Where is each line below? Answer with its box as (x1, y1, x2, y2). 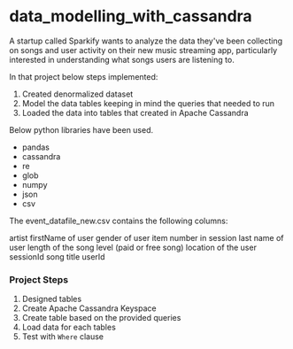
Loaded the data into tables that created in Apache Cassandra (21, 107, 250, 118)
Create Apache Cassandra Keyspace (21, 303, 157, 314)
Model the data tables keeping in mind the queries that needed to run (21, 97, 275, 108)
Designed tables (21, 294, 82, 305)
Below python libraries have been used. (9, 124, 154, 135)
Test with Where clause (21, 331, 104, 342)
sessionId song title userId (9, 251, 105, 262)
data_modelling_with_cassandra (9, 6, 252, 27)
